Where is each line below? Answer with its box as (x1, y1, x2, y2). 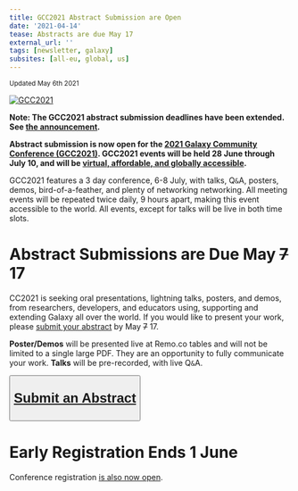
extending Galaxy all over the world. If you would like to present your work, (9, 312, 285, 322)
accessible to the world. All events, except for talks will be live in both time (9, 204, 283, 214)
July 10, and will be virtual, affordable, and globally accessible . (9, 158, 247, 168)
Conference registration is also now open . (9, 471, 163, 482)
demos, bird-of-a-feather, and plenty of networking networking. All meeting (9, 185, 288, 195)
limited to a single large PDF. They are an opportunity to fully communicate (9, 347, 285, 358)
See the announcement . (9, 121, 101, 132)
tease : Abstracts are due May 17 (9, 29, 134, 38)
